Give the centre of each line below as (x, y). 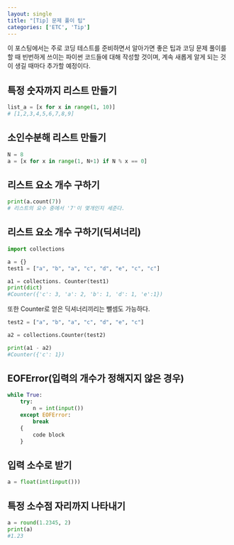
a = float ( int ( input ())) (44, 482)
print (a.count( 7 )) (34, 202)
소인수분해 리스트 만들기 (57, 138)
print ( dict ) (25, 288)
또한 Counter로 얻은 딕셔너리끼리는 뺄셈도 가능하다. (79, 309)
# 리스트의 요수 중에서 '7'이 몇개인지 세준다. (66, 209)
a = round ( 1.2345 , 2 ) (39, 522)
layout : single (30, 14)
